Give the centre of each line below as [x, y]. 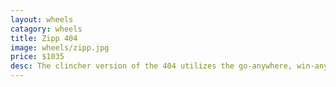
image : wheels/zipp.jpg [60, 47]
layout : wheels [42, 19]
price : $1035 [37, 57]
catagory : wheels [46, 29]
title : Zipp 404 [44, 38]
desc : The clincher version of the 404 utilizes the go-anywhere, [151, 66]
